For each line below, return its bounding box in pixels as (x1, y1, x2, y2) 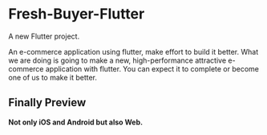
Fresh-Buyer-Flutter (8, 5, 145, 23)
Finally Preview (8, 96, 87, 109)
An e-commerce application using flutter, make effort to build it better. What (8, 47, 259, 56)
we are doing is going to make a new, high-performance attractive (8, 55, 227, 65)
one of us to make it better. (8, 72, 98, 82)
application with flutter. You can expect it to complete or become (45, 63, 259, 73)
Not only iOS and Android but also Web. (8, 117, 143, 127)
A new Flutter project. (8, 31, 80, 41)
